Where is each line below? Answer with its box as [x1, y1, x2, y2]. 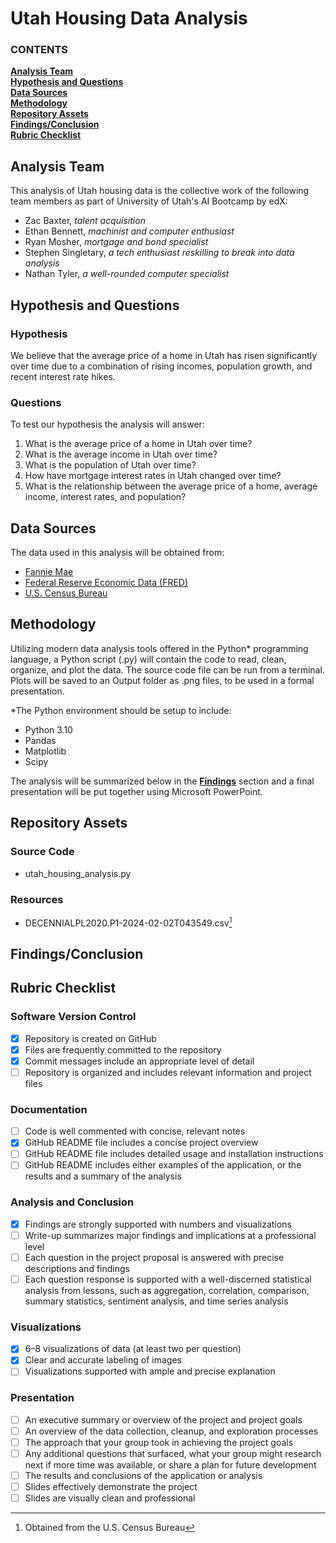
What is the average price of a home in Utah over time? [24, 438, 253, 450]
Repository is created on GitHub [24, 1032, 157, 1044]
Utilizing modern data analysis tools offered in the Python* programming [10, 642, 309, 654]
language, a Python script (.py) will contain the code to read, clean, [10, 653, 287, 665]
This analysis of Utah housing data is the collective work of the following [10, 185, 310, 197]
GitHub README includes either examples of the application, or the [24, 1159, 302, 1171]
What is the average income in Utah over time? [24, 448, 218, 461]
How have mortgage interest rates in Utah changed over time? [24, 470, 282, 482]
